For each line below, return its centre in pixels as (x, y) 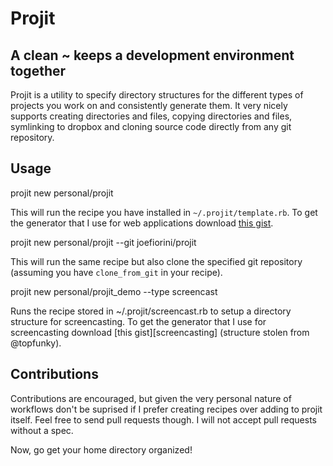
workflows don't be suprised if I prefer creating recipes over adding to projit (166, 409)
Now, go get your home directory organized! (101, 449)
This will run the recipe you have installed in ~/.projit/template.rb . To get (164, 212)
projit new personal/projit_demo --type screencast (114, 291)
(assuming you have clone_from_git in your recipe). (116, 272)
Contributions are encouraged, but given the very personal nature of (151, 398)
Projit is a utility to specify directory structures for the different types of (157, 95)
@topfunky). (36, 343)
